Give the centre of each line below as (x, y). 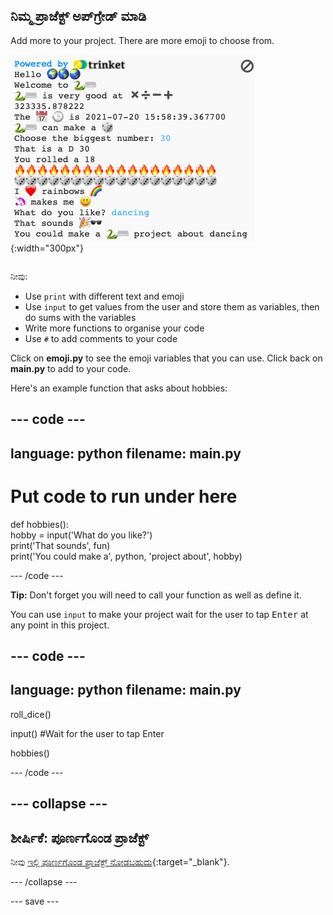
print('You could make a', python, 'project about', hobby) (126, 556)
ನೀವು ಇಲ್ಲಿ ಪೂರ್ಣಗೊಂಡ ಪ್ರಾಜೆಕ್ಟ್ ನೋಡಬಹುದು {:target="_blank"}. (120, 861)
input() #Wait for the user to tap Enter (87, 733)
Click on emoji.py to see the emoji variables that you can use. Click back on (166, 358)
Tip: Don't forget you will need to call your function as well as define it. (156, 595)
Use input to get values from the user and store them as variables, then (172, 306)
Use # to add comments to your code (101, 338)
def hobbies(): (39, 524)
